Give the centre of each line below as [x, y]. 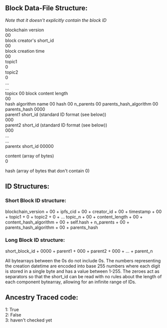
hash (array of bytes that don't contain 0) [47, 171]
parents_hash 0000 [25, 109]
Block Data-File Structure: [47, 8]
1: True [12, 309]
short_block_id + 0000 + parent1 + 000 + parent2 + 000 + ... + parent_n [79, 251]
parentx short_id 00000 [29, 146]
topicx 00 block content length [37, 93]
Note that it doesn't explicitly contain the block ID [56, 20]
